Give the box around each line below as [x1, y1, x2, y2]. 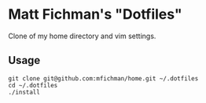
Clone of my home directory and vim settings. [8, 31, 156, 41]
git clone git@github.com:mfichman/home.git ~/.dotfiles [8, 74, 199, 83]
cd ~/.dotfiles [8, 81, 58, 89]
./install [8, 88, 41, 96]
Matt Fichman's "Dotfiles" [8, 5, 182, 23]
